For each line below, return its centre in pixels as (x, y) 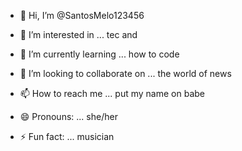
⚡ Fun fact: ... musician (67, 136)
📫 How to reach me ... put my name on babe (112, 93)
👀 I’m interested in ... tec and (78, 34)
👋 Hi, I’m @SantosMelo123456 (82, 15)
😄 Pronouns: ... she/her (68, 116)
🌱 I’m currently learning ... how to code (99, 54)
